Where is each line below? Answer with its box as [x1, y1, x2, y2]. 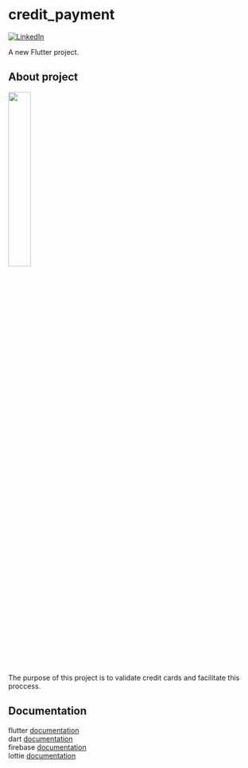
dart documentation [8, 734, 73, 743]
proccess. [8, 681, 41, 691]
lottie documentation [8, 751, 76, 760]
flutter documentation [8, 725, 79, 735]
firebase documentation [8, 742, 87, 752]
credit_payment [8, 6, 115, 24]
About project [8, 70, 78, 84]
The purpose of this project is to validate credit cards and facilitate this [8, 673, 240, 682]
